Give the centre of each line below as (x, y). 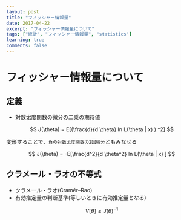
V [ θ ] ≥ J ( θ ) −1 (102, 210)
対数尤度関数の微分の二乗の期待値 (58, 117)
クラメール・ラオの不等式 (54, 174)
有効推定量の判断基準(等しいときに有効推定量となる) (81, 198)
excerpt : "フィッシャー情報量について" (51, 29)
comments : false (27, 46)
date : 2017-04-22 (28, 23)
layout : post (23, 12)
